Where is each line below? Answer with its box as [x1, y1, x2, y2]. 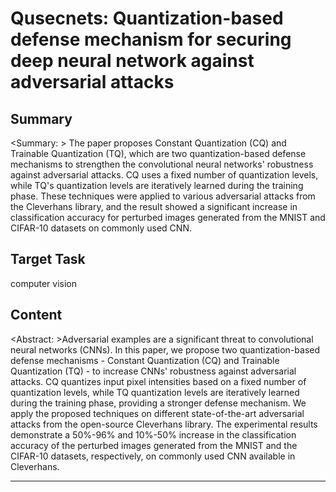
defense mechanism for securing [10, 28, 292, 51]
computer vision [10, 277, 78, 289]
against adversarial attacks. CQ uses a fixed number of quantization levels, [10, 169, 319, 181]
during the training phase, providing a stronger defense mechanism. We [10, 397, 307, 409]
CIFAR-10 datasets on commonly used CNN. [10, 222, 192, 234]
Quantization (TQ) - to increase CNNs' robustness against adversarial [10, 365, 297, 377]
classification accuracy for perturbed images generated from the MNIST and [10, 212, 326, 223]
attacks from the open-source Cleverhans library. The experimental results [10, 418, 318, 430]
